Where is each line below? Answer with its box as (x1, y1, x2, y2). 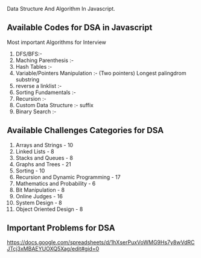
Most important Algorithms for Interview (7, 39, 106, 46)
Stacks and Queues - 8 (15, 154, 73, 162)
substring (15, 75, 40, 83)
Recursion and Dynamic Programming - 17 (15, 173, 121, 180)
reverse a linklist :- (15, 82, 62, 89)
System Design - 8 (15, 199, 62, 206)
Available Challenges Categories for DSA (7, 125, 164, 136)
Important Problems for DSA (7, 223, 115, 233)
